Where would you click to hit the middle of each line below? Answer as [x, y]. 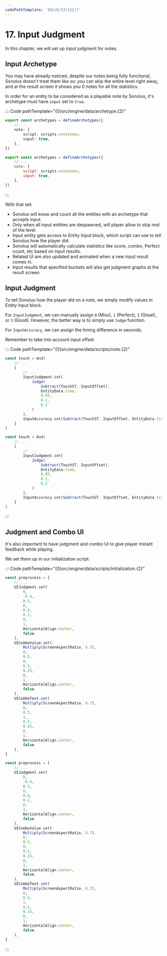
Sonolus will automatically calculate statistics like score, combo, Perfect [86, 246]
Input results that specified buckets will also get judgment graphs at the [85, 267]
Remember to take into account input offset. [50, 339]
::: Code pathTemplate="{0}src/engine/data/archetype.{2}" [66, 111]
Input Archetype [31, 64]
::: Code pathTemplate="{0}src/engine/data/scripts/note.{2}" [68, 349]
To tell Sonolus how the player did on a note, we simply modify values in [79, 300]
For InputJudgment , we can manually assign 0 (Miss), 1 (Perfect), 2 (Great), [81, 315]
